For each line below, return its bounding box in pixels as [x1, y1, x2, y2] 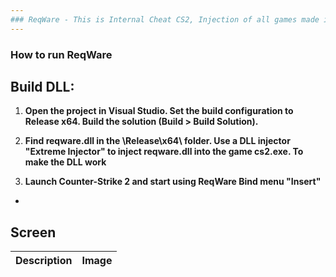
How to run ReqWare [10, 47, 113, 61]
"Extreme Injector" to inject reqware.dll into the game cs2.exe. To [24, 146, 304, 158]
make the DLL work [24, 156, 107, 168]
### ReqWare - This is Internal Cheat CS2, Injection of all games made [10, 14, 320, 25]
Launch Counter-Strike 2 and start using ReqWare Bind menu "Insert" [24, 176, 322, 188]
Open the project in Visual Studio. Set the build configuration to [24, 105, 294, 117]
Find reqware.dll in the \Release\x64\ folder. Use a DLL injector [24, 135, 291, 147]
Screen [10, 224, 57, 241]
